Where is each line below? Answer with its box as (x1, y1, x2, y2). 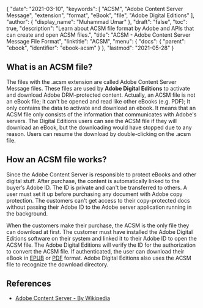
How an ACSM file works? (6, 154, 107, 165)
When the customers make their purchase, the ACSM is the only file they (6, 222, 190, 229)
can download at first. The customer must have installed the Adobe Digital (6, 228, 193, 235)
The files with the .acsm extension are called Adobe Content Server (6, 78, 177, 85)
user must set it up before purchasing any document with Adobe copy (6, 190, 183, 198)
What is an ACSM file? (6, 62, 93, 72)
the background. (6, 209, 48, 217)
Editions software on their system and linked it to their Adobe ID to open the (6, 235, 197, 242)
